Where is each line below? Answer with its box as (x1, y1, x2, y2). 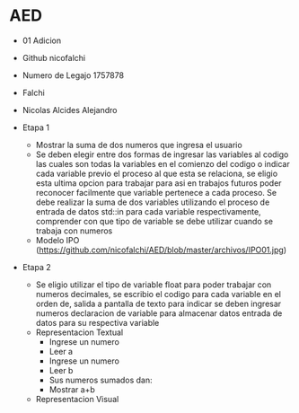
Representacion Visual (35, 393, 119, 404)
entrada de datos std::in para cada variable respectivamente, (35, 206, 262, 216)
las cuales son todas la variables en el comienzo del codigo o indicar (35, 158, 290, 169)
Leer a (48, 346, 74, 356)
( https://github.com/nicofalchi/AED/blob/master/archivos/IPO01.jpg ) (35, 244, 287, 255)
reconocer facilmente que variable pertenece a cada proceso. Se (35, 187, 277, 198)
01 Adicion (22, 35, 61, 46)
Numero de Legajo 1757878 (22, 69, 124, 81)
